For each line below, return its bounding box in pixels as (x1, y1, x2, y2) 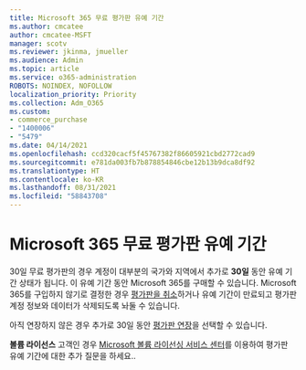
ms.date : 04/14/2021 (9, 141, 89, 150)
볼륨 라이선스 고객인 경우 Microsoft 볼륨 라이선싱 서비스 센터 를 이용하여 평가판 (9, 339, 289, 350)
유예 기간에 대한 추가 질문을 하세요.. (9, 350, 136, 361)
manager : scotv (9, 38, 68, 48)
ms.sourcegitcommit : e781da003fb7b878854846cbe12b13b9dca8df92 (9, 157, 256, 167)
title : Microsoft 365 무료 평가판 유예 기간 (9, 13, 164, 23)
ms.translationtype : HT (9, 166, 100, 175)
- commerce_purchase (9, 115, 89, 124)
